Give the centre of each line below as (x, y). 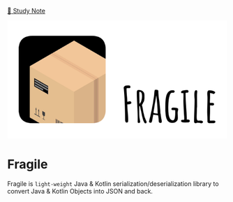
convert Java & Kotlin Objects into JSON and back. (80, 192)
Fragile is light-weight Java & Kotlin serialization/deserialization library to (113, 184)
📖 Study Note (26, 11)
